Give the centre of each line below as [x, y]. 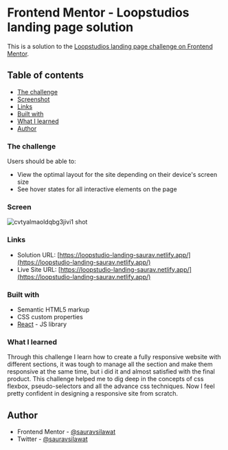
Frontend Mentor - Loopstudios [98, 13]
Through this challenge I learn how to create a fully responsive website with [114, 357]
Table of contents [45, 75]
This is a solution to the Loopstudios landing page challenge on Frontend [110, 46]
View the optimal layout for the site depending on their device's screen [117, 175]
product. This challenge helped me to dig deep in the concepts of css [105, 379]
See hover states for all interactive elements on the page [97, 189]
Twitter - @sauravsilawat [52, 439]
